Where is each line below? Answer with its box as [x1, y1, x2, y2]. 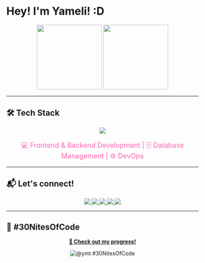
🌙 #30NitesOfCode [6, 222, 81, 232]
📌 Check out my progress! [69, 238, 136, 245]
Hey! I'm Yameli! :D [6, 4, 105, 18]
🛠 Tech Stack [6, 108, 60, 118]
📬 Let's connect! [6, 178, 74, 189]
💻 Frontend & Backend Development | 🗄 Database [21, 141, 184, 150]
